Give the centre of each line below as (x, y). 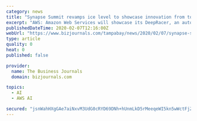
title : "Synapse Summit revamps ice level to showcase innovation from (95, 17)
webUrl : (16, 33)
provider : (18, 66)
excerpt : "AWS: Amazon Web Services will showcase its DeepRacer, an (93, 22)
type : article (23, 39)
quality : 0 (19, 45)
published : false (27, 55)
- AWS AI (22, 98)
